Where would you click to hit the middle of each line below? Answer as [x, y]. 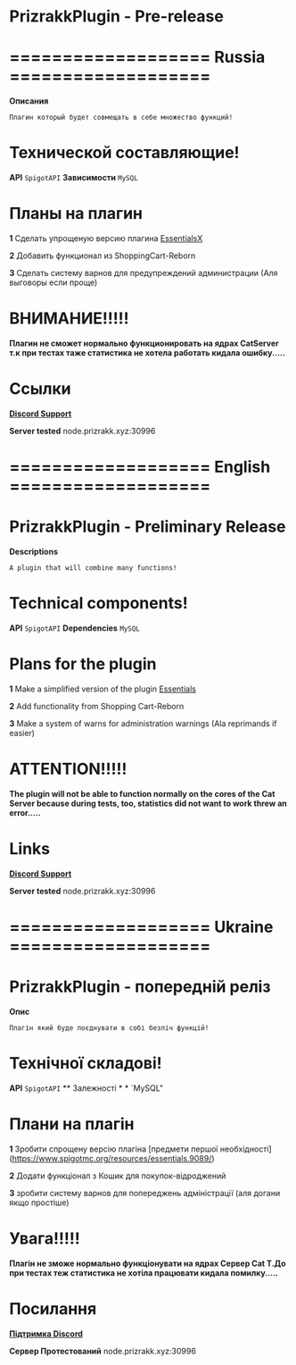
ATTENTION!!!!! [68, 769]
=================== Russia [137, 58]
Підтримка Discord [46, 1334]
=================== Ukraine [141, 927]
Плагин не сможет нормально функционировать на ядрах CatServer [144, 343]
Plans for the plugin [83, 664]
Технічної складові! [86, 1064]
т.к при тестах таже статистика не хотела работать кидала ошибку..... [147, 352]
